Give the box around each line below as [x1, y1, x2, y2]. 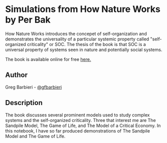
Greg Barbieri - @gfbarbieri [5, 84, 62, 90]
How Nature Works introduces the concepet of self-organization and [5, 30, 147, 36]
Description [5, 98, 43, 107]
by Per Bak [5, 14, 51, 25]
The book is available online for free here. [5, 56, 91, 62]
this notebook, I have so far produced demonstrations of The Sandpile [5, 127, 150, 133]
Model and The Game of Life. [5, 133, 66, 139]
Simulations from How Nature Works [5, 3, 160, 15]
